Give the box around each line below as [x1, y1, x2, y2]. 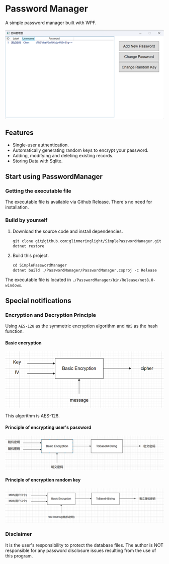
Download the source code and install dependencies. [12, 228, 123, 234]
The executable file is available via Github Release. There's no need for [5, 199, 152, 205]
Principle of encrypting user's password [5, 424, 92, 430]
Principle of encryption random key [5, 477, 81, 483]
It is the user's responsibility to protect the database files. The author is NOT [5, 542, 163, 548]
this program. [5, 552, 33, 558]
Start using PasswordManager [5, 172, 103, 181]
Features [5, 129, 34, 137]
